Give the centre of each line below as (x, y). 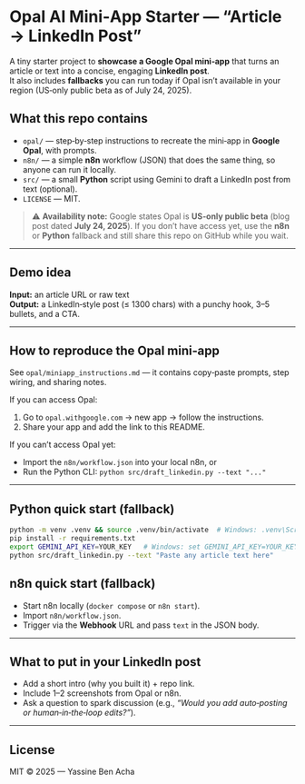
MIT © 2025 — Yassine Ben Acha (72, 772)
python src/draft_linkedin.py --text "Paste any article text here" (142, 555)
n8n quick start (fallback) (83, 584)
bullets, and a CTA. (44, 313)
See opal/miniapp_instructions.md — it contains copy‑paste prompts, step (149, 372)
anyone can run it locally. (69, 169)
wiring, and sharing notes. (58, 382)
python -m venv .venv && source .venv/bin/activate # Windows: (133, 530)
